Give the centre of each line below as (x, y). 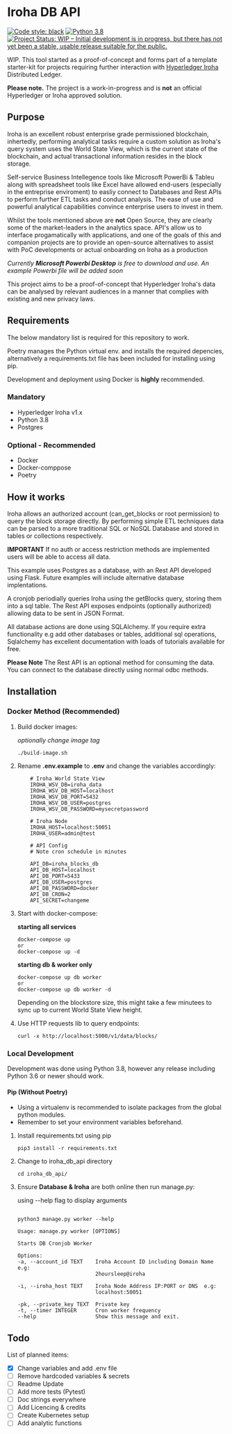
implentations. (27, 584)
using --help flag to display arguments (72, 1200)
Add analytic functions (49, 1423)
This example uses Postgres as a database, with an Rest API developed (109, 570)
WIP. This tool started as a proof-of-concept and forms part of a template (112, 59)
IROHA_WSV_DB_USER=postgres (71, 803)
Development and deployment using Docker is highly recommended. (106, 379)
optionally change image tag (58, 740)
